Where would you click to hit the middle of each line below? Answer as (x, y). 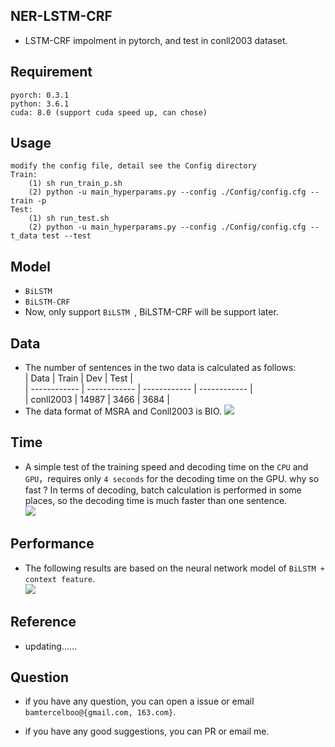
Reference (43, 622)
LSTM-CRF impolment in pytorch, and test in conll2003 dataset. (156, 40)
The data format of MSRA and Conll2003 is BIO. (123, 411)
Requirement (51, 72)
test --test (66, 236)
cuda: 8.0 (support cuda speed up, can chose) (109, 112)
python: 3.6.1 (40, 104)
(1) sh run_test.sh (69, 219)
